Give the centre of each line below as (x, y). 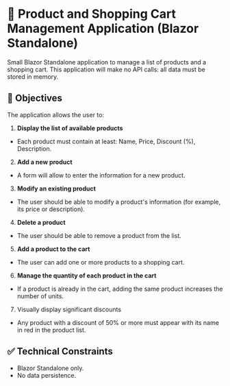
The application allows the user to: (56, 114)
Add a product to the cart (53, 249)
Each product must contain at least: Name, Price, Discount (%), (106, 141)
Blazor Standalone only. (50, 368)
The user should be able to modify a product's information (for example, (119, 202)
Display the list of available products (70, 128)
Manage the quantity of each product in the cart (87, 275)
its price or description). (51, 209)
